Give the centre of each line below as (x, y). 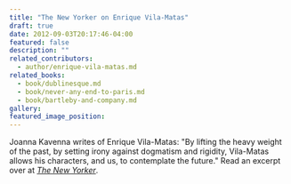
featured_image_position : (57, 116)
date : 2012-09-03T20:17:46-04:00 (71, 34)
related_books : (37, 76)
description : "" (39, 51)
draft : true (31, 26)
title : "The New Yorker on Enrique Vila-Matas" (99, 17)
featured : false (39, 42)
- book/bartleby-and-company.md (77, 100)
